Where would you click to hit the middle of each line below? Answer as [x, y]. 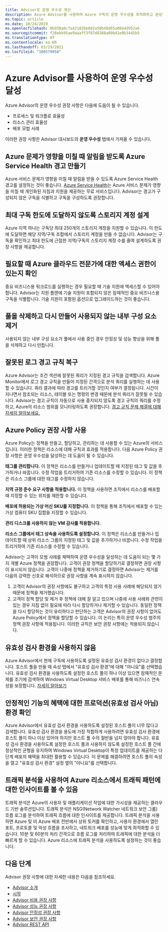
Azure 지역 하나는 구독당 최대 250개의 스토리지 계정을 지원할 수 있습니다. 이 [79, 228]
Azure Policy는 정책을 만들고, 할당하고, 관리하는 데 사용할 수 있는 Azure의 [77, 443]
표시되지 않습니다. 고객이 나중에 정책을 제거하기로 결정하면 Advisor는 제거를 [84, 569]
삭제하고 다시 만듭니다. [32, 345]
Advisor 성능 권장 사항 [34, 906]
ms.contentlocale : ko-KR [31, 43]
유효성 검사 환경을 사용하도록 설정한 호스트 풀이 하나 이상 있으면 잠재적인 [86, 673]
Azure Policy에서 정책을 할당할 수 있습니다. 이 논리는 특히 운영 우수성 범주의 [86, 618]
